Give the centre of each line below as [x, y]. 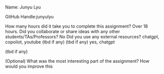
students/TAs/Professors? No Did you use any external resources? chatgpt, [82, 37]
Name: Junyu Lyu [23, 7]
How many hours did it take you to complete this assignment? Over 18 [77, 26]
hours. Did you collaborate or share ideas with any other [63, 31]
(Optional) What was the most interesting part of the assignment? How [77, 61]
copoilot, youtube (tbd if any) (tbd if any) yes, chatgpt [60, 42]
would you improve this [29, 66]
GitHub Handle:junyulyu [29, 17]
